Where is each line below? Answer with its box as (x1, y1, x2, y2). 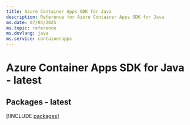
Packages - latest (6, 97, 72, 107)
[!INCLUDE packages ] (6, 113, 59, 119)
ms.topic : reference (6, 25, 57, 31)
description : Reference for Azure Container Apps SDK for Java (6, 14, 165, 20)
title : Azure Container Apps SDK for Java (6, 8, 112, 15)
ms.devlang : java (6, 31, 49, 36)
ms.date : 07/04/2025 (6, 19, 57, 25)
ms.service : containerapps (6, 36, 72, 42)
